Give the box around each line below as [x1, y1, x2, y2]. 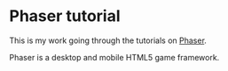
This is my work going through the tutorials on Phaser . [9, 35, 207, 46]
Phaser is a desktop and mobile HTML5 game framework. [9, 52, 220, 62]
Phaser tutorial [9, 6, 122, 26]
